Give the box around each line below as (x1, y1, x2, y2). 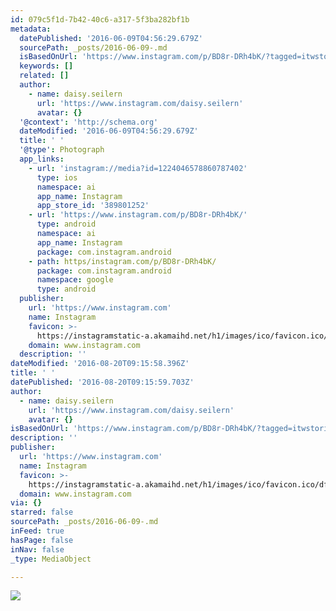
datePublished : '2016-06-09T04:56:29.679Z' (19, 33, 203, 43)
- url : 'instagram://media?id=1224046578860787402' (28, 163, 248, 173)
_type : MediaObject (10, 554, 92, 564)
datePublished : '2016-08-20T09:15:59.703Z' (10, 377, 195, 387)
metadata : (10, 24, 52, 34)
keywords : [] (19, 61, 74, 71)
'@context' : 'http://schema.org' (19, 117, 159, 127)
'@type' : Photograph (19, 145, 105, 155)
